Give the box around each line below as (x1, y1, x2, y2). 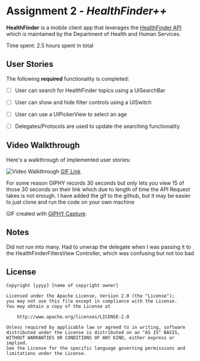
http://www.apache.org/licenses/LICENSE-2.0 (17, 314, 130, 320)
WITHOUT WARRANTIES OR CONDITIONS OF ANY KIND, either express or (6, 335, 175, 341)
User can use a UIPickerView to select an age (14, 111, 127, 118)
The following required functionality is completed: (6, 75, 130, 82)
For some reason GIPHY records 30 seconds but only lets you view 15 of (6, 179, 184, 186)
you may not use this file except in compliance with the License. (6, 298, 178, 304)
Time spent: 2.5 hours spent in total (6, 42, 94, 49)
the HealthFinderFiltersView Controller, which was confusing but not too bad (6, 249, 195, 256)
